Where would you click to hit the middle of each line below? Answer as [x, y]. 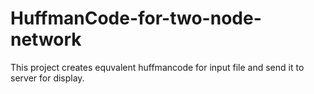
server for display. [47, 78]
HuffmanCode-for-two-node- [136, 18]
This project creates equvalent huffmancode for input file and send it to [157, 67]
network [46, 39]
